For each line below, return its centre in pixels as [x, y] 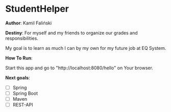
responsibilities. [22, 38]
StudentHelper [37, 9]
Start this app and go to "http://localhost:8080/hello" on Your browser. [79, 68]
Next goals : [18, 77]
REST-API [23, 105]
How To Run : [19, 58]
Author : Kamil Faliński [29, 23]
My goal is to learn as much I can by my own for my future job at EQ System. [86, 48]
